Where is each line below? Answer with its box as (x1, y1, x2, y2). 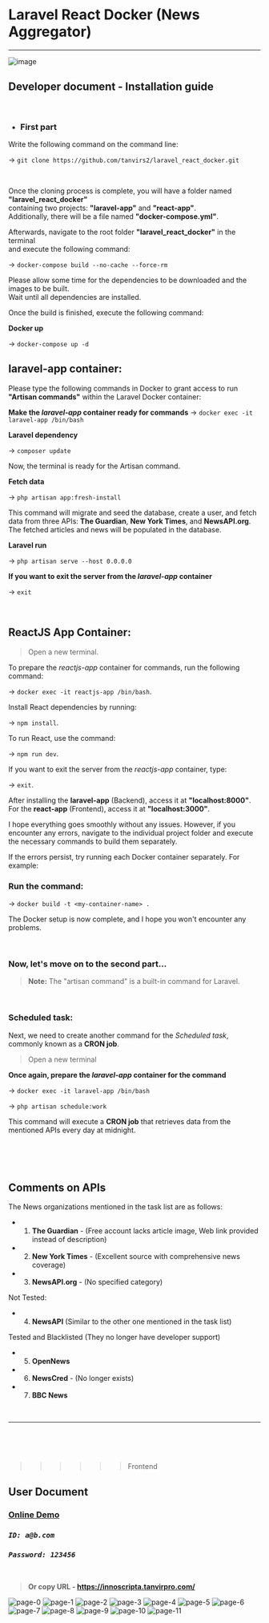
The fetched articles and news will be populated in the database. (8, 524, 222, 534)
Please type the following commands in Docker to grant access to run (8, 383, 239, 393)
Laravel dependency (8, 430, 78, 439)
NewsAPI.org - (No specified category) (31, 1277, 163, 1287)
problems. (8, 922, 42, 932)
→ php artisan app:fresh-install (8, 492, 122, 502)
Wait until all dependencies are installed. (8, 293, 142, 302)
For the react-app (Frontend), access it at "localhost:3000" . (8, 803, 211, 813)
